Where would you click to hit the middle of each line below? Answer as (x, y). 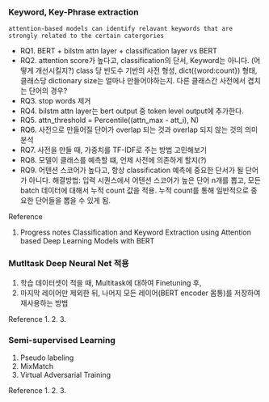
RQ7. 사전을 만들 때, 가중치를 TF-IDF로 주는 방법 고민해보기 (113, 150)
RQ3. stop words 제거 (55, 101)
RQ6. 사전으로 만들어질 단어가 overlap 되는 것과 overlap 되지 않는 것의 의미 (139, 130)
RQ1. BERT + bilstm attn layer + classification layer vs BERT (119, 51)
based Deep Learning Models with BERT (87, 241)
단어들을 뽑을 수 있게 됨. (73, 201)
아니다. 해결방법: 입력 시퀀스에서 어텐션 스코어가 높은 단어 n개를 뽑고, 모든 (145, 180)
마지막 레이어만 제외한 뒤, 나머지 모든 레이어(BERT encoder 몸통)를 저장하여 (140, 293)
